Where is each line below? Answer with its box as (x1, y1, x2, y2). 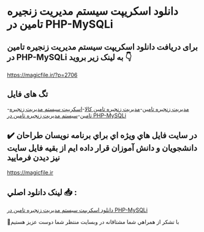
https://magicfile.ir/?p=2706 (7, 72, 78, 78)
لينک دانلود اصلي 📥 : (7, 187, 77, 198)
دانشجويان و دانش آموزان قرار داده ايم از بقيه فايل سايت (7, 143, 198, 154)
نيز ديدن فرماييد (7, 152, 60, 163)
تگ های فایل (7, 89, 48, 99)
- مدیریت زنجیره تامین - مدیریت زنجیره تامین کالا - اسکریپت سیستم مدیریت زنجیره (7, 105, 189, 113)
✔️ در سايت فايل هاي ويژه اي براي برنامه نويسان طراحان (7, 130, 198, 141)
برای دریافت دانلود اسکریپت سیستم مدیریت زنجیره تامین (7, 42, 198, 52)
